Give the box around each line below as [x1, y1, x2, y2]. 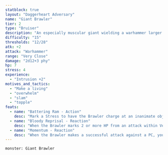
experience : [5, 72, 30, 77]
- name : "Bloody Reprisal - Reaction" [9, 118, 91, 124]
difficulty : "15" [5, 35, 41, 40]
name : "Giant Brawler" [5, 16, 52, 21]
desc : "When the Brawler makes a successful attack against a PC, [14, 133, 155, 138]
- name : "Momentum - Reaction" [9, 128, 75, 133]
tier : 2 [5, 21, 21, 26]
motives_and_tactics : [5, 81, 50, 86]
